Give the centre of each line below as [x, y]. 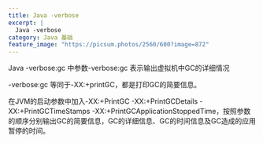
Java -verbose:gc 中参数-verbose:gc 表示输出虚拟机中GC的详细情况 [119, 68]
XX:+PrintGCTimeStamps [49, 112]
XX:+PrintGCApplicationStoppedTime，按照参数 [173, 112]
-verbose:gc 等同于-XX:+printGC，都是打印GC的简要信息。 [105, 85]
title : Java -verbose [44, 15]
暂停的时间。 [29, 131]
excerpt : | [26, 23]
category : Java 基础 [41, 37]
